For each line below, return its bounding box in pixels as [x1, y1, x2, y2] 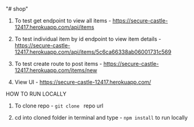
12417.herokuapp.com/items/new [14, 67, 98, 74]
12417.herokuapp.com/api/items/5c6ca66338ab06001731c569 [14, 48, 171, 56]
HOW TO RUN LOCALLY [5, 90, 66, 97]
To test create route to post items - [14, 60, 102, 67]
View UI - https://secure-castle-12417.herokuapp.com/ [14, 79, 151, 85]
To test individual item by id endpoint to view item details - [14, 35, 162, 42]
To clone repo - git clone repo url [14, 102, 104, 109]
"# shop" [5, 5, 29, 12]
